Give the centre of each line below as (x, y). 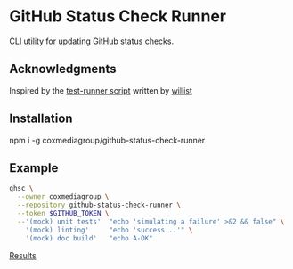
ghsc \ (21, 189)
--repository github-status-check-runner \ (99, 205)
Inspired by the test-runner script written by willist (101, 90)
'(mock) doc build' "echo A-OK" (89, 238)
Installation (41, 119)
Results (23, 255)
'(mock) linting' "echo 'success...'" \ (109, 230)
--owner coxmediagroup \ (63, 197)
